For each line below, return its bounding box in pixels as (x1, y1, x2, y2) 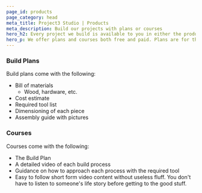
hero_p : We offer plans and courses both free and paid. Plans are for (6, 37, 189, 43)
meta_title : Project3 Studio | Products (6, 20, 109, 26)
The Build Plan (14, 154, 51, 161)
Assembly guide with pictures (14, 114, 89, 121)
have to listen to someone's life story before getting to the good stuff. (14, 180, 187, 187)
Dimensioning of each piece (14, 108, 85, 115)
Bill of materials (14, 82, 54, 89)
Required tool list (14, 101, 57, 108)
